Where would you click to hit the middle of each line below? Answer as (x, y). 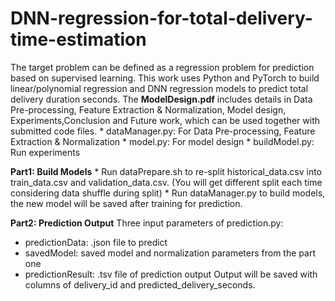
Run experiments (45, 152)
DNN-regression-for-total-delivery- (161, 18)
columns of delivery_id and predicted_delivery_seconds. (140, 284)
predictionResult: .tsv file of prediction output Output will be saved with (171, 274)
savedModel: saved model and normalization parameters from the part (170, 253)
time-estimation (78, 39)
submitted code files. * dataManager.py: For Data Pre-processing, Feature (163, 131)
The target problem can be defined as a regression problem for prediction (162, 67)
